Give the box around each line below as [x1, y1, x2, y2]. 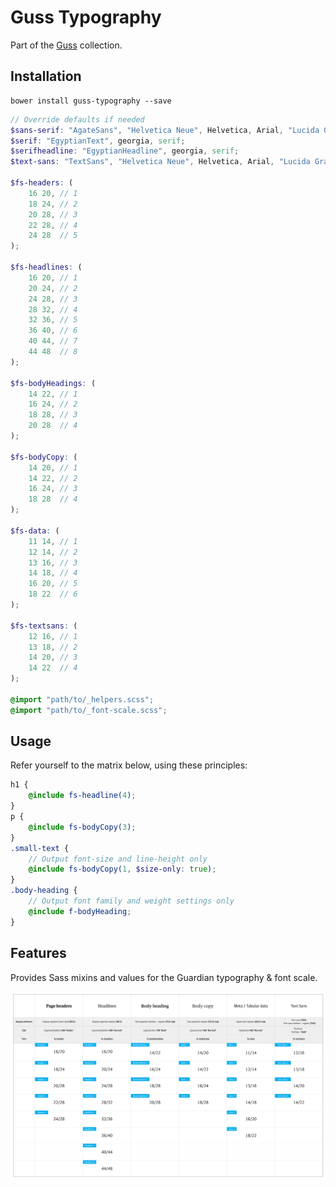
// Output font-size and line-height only [28, 854, 208, 864]
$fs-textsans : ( [10, 621, 78, 631]
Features [10, 945, 67, 962]
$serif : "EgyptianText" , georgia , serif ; [10, 136, 186, 146]
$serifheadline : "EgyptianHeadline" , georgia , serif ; [10, 146, 240, 156]
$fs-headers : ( [10, 178, 74, 188]
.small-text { [10, 843, 70, 853]
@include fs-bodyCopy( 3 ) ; [28, 822, 137, 832]
